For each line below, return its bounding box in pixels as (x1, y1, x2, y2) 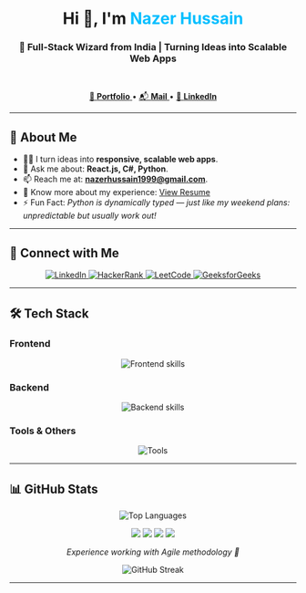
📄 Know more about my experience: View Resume (22, 187, 211, 198)
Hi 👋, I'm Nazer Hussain (62, 8, 244, 29)
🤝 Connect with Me (9, 245, 120, 261)
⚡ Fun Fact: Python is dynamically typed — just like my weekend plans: (22, 197, 291, 208)
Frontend (9, 338, 51, 350)
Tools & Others (9, 424, 76, 437)
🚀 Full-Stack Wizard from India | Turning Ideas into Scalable (18, 41, 288, 54)
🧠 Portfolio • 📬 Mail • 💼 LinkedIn (89, 91, 217, 102)
